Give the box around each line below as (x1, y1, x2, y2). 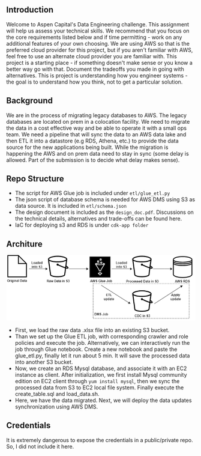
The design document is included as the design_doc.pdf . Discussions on (14, 208, 194, 216)
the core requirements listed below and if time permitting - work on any (6, 33, 182, 41)
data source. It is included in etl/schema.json (14, 202, 127, 210)
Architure (6, 239, 43, 249)
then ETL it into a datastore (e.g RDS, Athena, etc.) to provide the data (6, 137, 179, 144)
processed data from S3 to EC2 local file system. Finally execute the (14, 384, 184, 391)
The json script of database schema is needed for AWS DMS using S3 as (14, 196, 196, 203)
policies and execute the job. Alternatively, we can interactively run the (14, 339, 190, 346)
